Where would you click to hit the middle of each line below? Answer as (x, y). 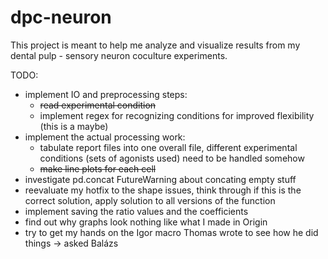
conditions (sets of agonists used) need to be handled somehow (172, 158)
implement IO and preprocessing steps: (106, 94)
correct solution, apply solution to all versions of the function (150, 200)
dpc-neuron (61, 17)
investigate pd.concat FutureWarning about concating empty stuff (160, 179)
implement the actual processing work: (105, 137)
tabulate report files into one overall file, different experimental (168, 147)
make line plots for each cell (98, 168)
